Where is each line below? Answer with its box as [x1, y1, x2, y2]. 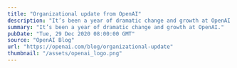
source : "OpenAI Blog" [7, 37, 75, 44]
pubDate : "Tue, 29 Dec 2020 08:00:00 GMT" [7, 30, 135, 38]
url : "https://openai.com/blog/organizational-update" [7, 43, 174, 50]
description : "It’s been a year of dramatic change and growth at [7, 17, 209, 24]
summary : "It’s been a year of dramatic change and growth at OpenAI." [7, 23, 224, 30]
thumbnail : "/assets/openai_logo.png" [7, 50, 122, 57]
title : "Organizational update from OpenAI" [7, 10, 142, 18]
